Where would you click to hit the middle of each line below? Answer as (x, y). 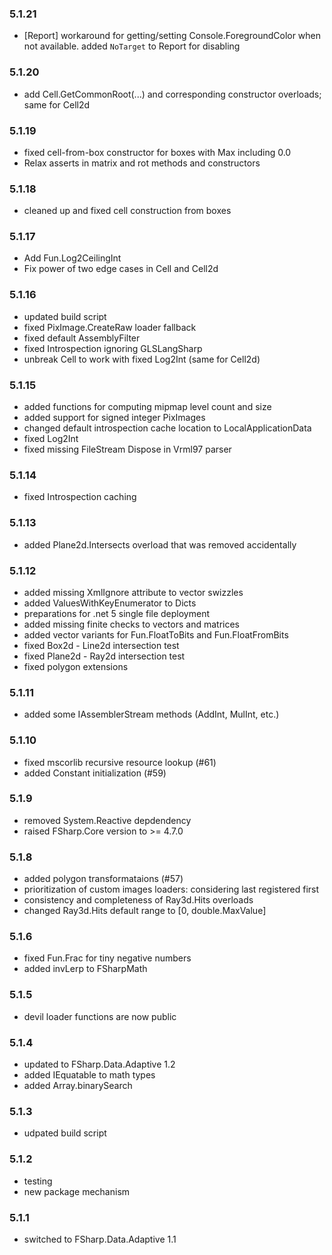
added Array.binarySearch (78, 1086)
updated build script (65, 316)
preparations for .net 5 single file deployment (116, 613)
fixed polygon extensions (76, 666)
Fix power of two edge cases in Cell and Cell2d (121, 269)
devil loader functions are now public (100, 1016)
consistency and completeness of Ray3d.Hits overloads (138, 900)
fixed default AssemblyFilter (82, 338)
